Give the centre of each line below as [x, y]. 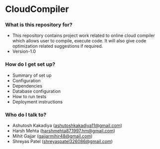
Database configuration [37, 91]
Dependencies [27, 86]
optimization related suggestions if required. [58, 46]
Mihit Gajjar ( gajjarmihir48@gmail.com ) [52, 136]
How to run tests [29, 96]
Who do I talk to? [26, 115]
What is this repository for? [39, 25]
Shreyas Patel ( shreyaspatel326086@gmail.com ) [62, 142]
